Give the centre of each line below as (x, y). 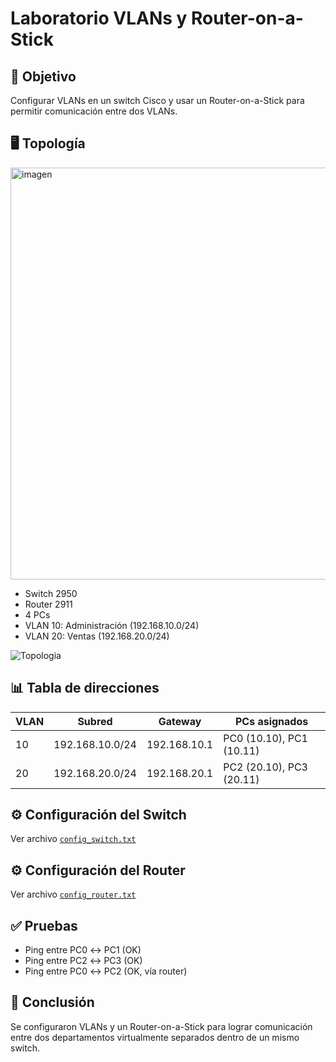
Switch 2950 (51, 593)
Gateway (180, 721)
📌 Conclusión (52, 1002)
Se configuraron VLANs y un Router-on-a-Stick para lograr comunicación (161, 1026)
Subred (95, 721)
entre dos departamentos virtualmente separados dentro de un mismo (155, 1037)
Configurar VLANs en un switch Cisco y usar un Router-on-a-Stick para (157, 100)
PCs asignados (271, 721)
